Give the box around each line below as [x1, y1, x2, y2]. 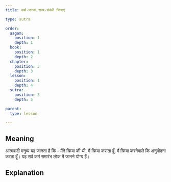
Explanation [5, 169, 44, 177]
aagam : [10, 31, 24, 36]
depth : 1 [14, 40, 33, 45]
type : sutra [5, 16, 31, 22]
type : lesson [10, 111, 38, 116]
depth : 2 [14, 54, 33, 59]
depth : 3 [14, 68, 33, 74]
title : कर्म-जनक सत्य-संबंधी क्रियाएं [5, 7, 65, 13]
